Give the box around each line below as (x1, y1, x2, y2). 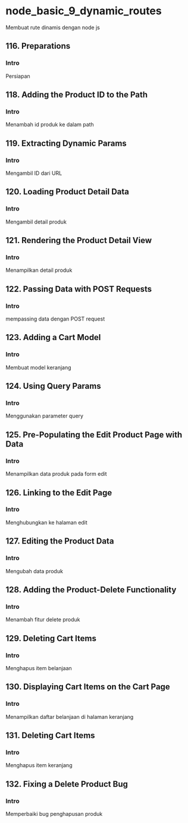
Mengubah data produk (5, 567, 64, 574)
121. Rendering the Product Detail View (5, 235, 152, 246)
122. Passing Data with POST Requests (5, 284, 152, 294)
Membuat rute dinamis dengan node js (5, 24, 101, 31)
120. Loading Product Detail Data (5, 187, 129, 197)
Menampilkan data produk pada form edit (5, 470, 108, 478)
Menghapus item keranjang (5, 762, 73, 769)
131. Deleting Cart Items (5, 730, 96, 740)
